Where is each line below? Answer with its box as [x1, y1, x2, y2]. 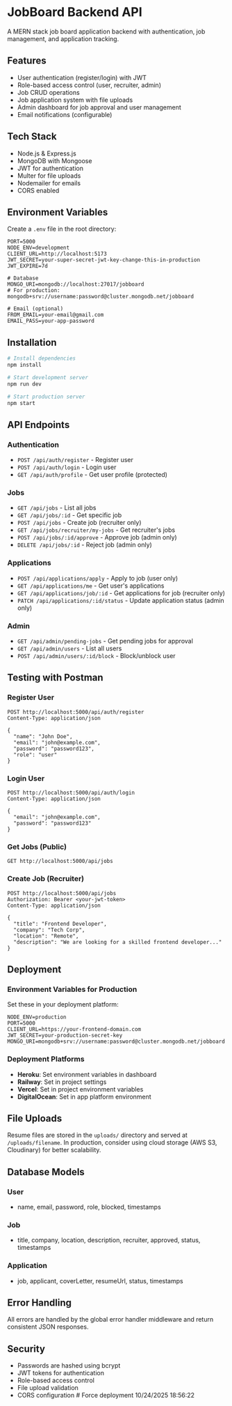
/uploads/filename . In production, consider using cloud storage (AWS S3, [7, 1138, 217, 1147]
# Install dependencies [7, 355, 76, 362]
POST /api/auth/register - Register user [17, 456, 134, 464]
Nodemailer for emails [17, 178, 81, 187]
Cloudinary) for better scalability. [7, 1146, 101, 1154]
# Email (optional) [7, 305, 64, 312]
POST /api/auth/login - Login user [17, 463, 117, 471]
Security [7, 1343, 45, 1354]
